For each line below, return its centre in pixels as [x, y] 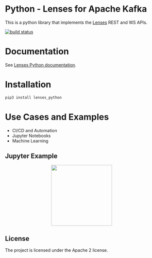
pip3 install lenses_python [34, 97]
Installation [28, 85]
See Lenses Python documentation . [41, 65]
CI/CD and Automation [34, 130]
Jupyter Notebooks [31, 136]
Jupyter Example [31, 156]
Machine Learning [30, 141]
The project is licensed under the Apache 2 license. [57, 250]
